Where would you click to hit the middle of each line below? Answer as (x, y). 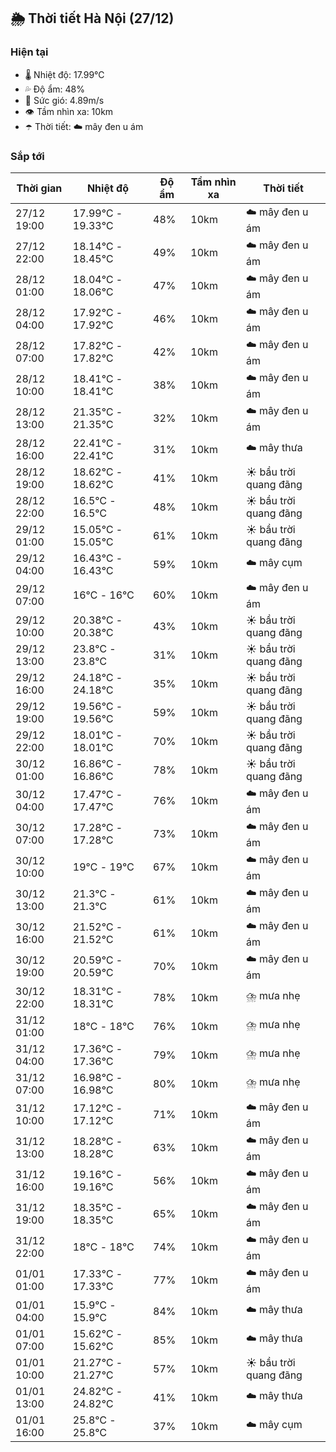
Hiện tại (29, 52)
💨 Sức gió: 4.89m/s (64, 100)
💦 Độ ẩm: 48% (55, 89)
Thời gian (39, 188)
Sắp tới (27, 156)
